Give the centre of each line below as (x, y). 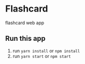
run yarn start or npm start (42, 56)
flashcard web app (25, 23)
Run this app (25, 39)
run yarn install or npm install (46, 50)
